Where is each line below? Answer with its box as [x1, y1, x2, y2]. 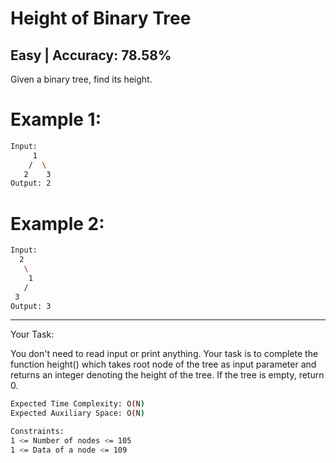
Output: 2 [10, 178, 52, 189]
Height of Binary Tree [10, 7, 192, 30]
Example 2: [10, 212, 105, 235]
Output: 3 [10, 301, 52, 311]
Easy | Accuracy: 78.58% [10, 47, 172, 64]
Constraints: [10, 427, 65, 437]
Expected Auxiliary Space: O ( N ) [10, 408, 145, 419]
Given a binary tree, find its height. [10, 73, 153, 85]
